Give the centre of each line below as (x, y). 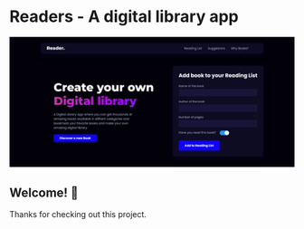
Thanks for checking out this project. (78, 215)
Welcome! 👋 (44, 192)
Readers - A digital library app (124, 17)
